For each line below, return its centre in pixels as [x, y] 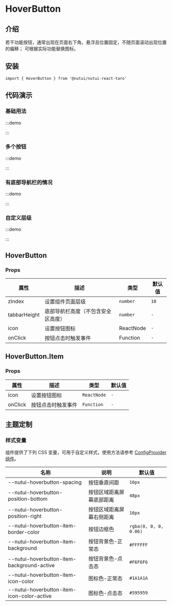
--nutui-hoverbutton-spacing [45, 482]
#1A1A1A [139, 578]
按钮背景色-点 [105, 559]
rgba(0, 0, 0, [146, 526]
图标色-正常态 [105, 578]
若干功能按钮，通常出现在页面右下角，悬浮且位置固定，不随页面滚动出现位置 [86, 42]
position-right [25, 516]
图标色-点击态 [105, 593]
